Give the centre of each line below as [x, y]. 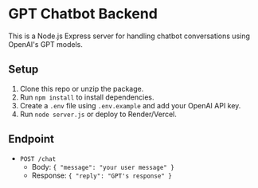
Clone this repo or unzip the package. [82, 88]
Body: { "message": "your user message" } [103, 166]
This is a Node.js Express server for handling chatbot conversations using [129, 36]
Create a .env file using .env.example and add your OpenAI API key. [130, 105]
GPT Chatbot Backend [83, 14]
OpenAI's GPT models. [46, 44]
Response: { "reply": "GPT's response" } [102, 175]
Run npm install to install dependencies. [87, 97]
